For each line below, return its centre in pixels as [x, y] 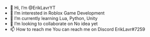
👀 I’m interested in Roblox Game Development [57, 13]
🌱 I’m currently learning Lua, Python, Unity [54, 18]
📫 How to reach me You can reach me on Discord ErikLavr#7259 [78, 29]
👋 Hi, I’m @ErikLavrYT [33, 8]
